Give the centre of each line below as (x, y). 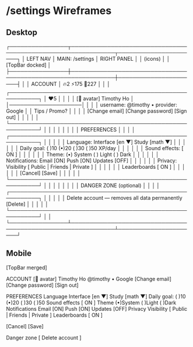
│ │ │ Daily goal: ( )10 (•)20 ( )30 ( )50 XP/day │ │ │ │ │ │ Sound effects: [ (95, 148)
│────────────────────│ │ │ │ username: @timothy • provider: (92, 105)
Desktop (22, 32)
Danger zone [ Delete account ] (44, 338)
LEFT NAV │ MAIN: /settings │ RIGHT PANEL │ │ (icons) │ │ (98, 59)
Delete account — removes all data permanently (124, 198)
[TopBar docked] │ (29, 65)
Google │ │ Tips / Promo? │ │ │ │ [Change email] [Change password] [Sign (96, 111)
